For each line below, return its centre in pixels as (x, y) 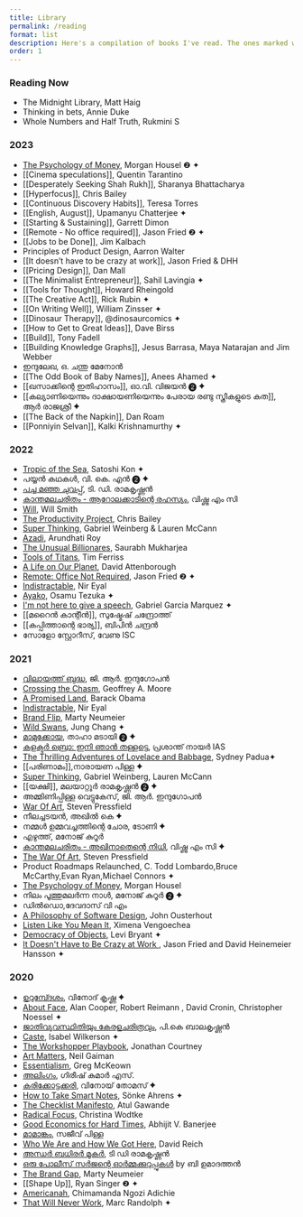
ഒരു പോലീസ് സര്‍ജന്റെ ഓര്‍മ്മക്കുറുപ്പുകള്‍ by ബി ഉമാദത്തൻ (131, 1163)
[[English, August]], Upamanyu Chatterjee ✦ (105, 212)
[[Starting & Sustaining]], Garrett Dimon (96, 222)
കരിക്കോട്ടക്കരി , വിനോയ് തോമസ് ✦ (89, 1085)
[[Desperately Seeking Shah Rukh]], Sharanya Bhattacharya (133, 184)
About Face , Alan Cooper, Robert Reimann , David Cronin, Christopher (152, 1007)
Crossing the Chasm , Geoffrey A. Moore (97, 689)
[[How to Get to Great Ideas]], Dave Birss (98, 328)
